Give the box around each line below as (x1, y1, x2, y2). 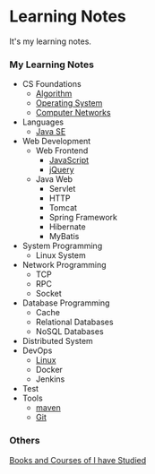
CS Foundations (22, 79, 82, 90)
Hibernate (48, 221, 87, 232)
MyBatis (48, 231, 80, 242)
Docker (35, 365, 63, 375)
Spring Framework (48, 212, 118, 223)
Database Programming (22, 297, 110, 308)
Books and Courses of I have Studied (9, 454, 147, 465)
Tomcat (48, 203, 78, 213)
